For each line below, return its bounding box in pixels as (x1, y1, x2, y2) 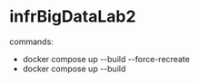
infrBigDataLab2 (9, 6, 136, 27)
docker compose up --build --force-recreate (22, 53, 191, 64)
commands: (9, 36, 55, 47)
